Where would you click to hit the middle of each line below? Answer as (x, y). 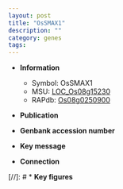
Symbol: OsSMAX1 (62, 83)
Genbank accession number (67, 131)
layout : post (30, 15)
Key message (42, 146)
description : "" (35, 30)
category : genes (35, 38)
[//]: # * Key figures (40, 177)
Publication (39, 115)
